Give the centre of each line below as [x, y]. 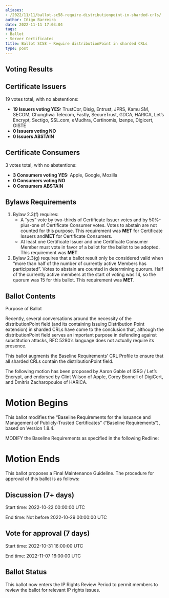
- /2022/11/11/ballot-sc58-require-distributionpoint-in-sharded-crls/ [83, 15]
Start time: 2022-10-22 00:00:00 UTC [45, 507]
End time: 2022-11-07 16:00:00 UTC [43, 556]
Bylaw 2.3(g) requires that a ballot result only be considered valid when [88, 258]
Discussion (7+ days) [40, 495]
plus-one [30, 225]
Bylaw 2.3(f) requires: [36, 215]
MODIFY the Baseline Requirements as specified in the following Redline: [82, 438]
